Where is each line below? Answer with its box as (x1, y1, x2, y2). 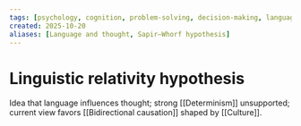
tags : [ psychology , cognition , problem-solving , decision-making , (9, 13, 262, 22)
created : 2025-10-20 (9, 21, 87, 30)
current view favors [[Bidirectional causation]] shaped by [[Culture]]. (9, 107, 262, 118)
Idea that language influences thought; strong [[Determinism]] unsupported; (9, 97, 290, 108)
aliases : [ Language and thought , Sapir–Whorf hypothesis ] (9, 29, 230, 38)
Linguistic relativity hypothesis (9, 68, 245, 88)
